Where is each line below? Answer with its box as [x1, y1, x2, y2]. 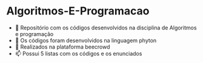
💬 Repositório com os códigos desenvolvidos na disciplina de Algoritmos [15, 24, 197, 31]
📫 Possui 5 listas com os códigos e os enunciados [15, 50, 142, 57]
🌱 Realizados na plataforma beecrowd [15, 43, 110, 50]
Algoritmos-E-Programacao [6, 4, 150, 18]
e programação [15, 30, 54, 37]
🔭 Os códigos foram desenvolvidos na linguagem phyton [15, 37, 157, 44]
